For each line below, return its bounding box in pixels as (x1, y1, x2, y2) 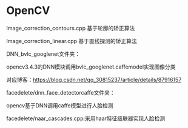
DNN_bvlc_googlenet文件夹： (6, 50, 81, 58)
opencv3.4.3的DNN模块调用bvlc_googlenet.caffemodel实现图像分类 (6, 63, 176, 70)
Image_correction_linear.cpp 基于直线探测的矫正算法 (6, 37, 138, 44)
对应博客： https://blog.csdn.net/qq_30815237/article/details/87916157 (6, 76, 182, 83)
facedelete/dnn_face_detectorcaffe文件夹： (6, 89, 115, 96)
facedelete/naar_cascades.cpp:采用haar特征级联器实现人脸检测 (6, 115, 166, 122)
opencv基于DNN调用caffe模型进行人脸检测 (6, 101, 113, 109)
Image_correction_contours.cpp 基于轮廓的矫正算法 (6, 24, 135, 32)
